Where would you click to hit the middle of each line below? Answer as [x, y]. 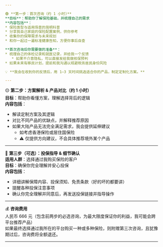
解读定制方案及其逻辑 [33, 114]
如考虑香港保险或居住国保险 [47, 132]
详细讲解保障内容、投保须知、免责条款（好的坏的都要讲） [69, 182]
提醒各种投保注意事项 [33, 188]
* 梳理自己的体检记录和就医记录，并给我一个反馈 [47, 54]
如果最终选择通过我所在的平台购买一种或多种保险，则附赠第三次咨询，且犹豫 [81, 229]
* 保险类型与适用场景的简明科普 [33, 27]
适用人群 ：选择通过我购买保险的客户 [41, 159]
